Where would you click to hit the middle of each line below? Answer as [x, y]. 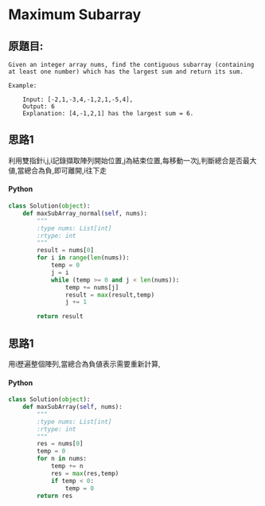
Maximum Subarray [75, 15]
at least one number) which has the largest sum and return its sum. [126, 72]
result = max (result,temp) [110, 295]
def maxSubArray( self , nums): [73, 407]
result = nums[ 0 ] [65, 251]
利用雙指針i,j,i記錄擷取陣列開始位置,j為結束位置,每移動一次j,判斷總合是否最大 [132, 160]
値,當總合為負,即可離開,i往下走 [58, 170]
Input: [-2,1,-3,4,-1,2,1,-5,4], [78, 99]
